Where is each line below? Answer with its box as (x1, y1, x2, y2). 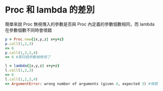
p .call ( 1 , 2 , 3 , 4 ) (5, 50, 38, 55)
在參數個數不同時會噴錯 (5, 27, 52, 33)
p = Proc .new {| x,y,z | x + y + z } (5, 37, 64, 41)
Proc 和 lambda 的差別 (5, 4, 95, 15)
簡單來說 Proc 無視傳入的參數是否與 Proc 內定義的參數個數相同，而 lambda (5, 21, 155, 27)
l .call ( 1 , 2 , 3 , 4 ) (5, 77, 38, 82)
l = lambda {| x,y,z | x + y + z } (5, 64, 60, 68)
